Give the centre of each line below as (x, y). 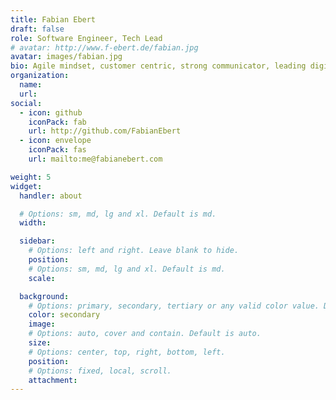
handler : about (51, 196)
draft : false (37, 29)
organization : (40, 76)
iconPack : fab (57, 122)
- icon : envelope (55, 141)
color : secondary (64, 315)
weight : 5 (31, 177)
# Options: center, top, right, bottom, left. (127, 352)
